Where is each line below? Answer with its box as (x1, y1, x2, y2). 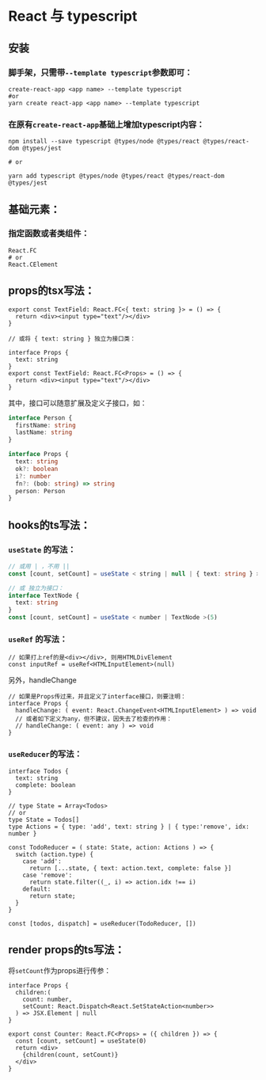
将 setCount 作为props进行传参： (8, 965, 112, 975)
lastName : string (15, 428, 73, 436)
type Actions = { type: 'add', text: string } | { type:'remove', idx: (8, 823, 249, 831)
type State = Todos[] (8, 816, 80, 823)
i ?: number (15, 472, 51, 480)
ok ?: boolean (15, 465, 59, 473)
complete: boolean (15, 781, 77, 789)
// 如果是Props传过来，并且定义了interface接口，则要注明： (8, 693, 187, 701)
